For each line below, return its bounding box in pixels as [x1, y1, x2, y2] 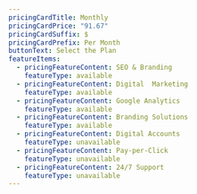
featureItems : [8, 55, 62, 63]
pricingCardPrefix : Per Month [8, 38, 121, 47]
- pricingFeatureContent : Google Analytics [16, 96, 180, 105]
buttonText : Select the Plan [8, 46, 117, 55]
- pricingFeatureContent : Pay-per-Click [16, 146, 168, 155]
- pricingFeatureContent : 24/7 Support [16, 163, 165, 172]
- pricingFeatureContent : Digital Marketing [16, 80, 189, 89]
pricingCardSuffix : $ [8, 30, 89, 38]
